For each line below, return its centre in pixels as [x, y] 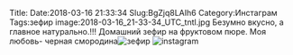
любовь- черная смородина [64, 41]
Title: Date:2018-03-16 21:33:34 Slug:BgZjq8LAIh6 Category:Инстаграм [143, 13]
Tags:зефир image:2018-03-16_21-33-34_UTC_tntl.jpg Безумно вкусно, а [146, 22]
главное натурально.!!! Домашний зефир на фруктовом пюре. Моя [138, 31]
